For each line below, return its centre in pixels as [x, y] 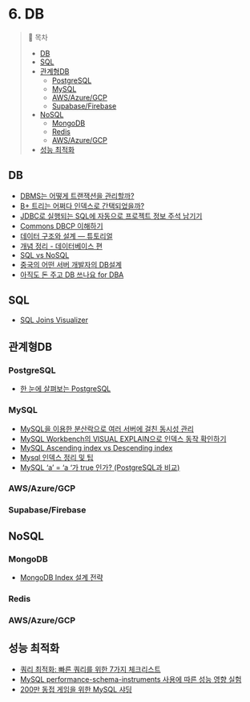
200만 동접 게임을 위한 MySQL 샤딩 [76, 689]
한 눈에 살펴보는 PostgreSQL [65, 389]
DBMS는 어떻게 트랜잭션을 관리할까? [77, 196]
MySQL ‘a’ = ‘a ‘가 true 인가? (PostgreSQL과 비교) [100, 467]
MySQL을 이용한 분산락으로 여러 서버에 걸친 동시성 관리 [107, 429]
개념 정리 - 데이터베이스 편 [61, 246]
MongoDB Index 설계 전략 [61, 578]
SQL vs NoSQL [44, 255]
